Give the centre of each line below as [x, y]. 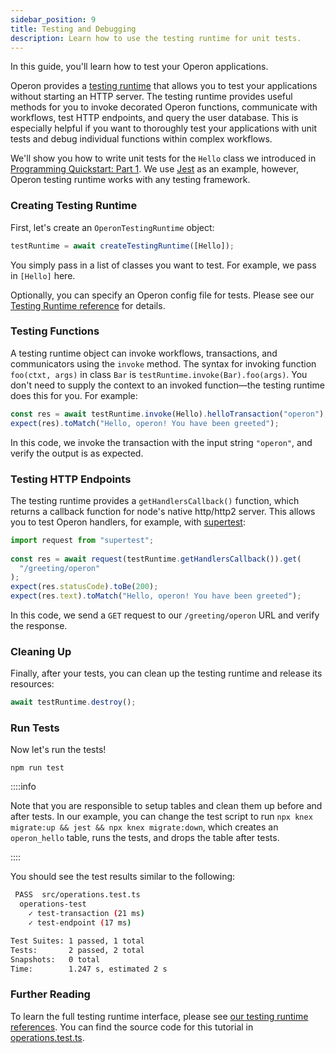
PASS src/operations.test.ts [77, 895]
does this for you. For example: [74, 395]
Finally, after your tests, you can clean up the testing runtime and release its [166, 673]
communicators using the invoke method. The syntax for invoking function [163, 363]
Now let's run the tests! [58, 750]
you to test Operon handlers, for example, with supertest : [128, 522]
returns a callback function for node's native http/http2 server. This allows [163, 511]
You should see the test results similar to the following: [123, 877]
